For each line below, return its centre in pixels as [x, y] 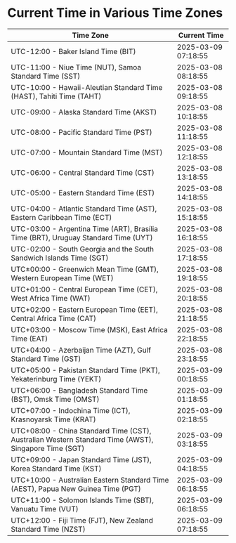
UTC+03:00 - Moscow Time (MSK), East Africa [90, 329]
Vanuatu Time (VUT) [45, 509]
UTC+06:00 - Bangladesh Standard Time [79, 390]
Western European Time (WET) [62, 277]
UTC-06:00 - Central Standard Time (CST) [83, 172]
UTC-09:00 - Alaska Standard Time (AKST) [84, 112]
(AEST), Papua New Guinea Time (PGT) [76, 488]
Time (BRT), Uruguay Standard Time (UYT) [82, 237]
